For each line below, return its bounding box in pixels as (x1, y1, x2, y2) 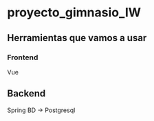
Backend (7, 88, 46, 100)
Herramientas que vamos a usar (7, 32, 147, 44)
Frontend (7, 53, 38, 62)
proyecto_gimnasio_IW (7, 5, 142, 21)
